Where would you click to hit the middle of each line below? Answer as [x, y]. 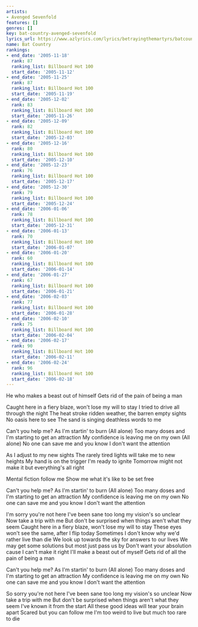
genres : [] [19, 28]
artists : [17, 12]
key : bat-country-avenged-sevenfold [51, 34]
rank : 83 [22, 105]
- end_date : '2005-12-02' [38, 99]
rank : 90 [22, 346]
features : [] [22, 22]
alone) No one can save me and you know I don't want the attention [88, 444]
